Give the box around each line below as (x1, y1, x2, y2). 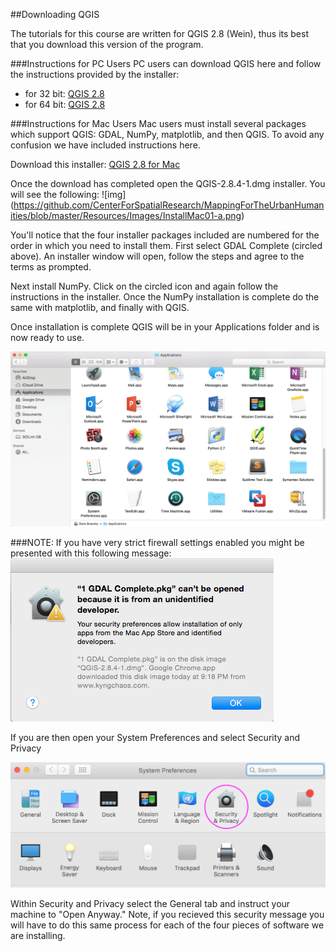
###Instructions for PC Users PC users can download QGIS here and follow (10, 58, 322, 69)
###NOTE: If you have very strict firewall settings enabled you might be (10, 536, 305, 548)
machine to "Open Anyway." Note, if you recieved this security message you (10, 908, 325, 920)
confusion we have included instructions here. (10, 139, 201, 151)
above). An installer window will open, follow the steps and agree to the (10, 250, 305, 262)
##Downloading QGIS (10, 9, 100, 20)
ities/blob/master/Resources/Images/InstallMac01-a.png (10, 210, 242, 221)
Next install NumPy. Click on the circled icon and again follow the (10, 280, 279, 292)
